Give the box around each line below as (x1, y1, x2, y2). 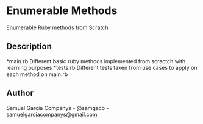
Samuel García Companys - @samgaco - (6, 104, 109, 111)
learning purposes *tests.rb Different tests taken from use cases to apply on (6, 64, 198, 71)
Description (6, 41, 52, 52)
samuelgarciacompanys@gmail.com (6, 111, 98, 118)
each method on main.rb (6, 71, 68, 78)
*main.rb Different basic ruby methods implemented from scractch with (6, 57, 186, 64)
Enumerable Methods (6, 4, 118, 18)
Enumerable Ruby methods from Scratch (6, 24, 109, 31)
